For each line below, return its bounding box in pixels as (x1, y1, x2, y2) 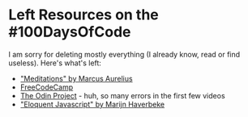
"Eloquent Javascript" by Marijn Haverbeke (19, 99, 165, 109)
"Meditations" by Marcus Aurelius (19, 73, 133, 83)
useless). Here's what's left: (8, 58, 101, 68)
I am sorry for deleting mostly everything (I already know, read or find (8, 49, 241, 59)
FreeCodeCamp (19, 82, 74, 92)
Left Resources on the (8, 6, 160, 24)
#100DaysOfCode (8, 23, 131, 41)
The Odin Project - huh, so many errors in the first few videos (19, 90, 225, 100)
